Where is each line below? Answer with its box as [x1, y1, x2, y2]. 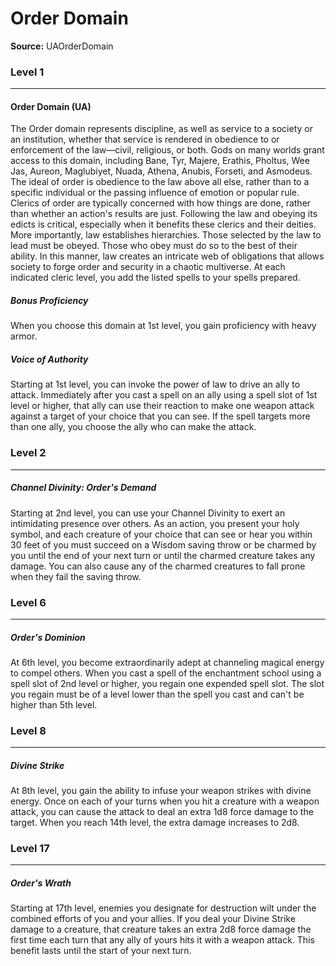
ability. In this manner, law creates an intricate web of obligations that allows [10, 250, 325, 262]
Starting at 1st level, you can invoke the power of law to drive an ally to [10, 378, 301, 391]
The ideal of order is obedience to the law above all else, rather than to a [10, 176, 310, 188]
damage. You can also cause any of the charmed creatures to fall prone [10, 560, 306, 572]
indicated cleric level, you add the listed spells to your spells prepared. [10, 272, 301, 284]
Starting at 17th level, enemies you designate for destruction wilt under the [10, 902, 317, 914]
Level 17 [10, 842, 50, 856]
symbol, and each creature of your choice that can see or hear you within [10, 528, 313, 540]
